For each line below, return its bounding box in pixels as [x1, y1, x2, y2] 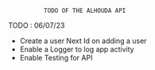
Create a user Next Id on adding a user [19, 36, 147, 45]
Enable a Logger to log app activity [19, 45, 134, 54]
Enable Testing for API [19, 53, 93, 62]
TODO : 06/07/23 [8, 21, 65, 30]
